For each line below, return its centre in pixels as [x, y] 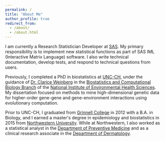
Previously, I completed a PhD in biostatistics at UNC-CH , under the [74, 77]
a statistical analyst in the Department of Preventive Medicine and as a [77, 128]
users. [12, 67]
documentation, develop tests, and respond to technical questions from [78, 62]
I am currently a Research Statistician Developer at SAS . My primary [74, 46]
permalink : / [19, 10]
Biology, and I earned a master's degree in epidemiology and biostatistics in [82, 118]
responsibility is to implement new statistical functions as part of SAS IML [80, 52]
